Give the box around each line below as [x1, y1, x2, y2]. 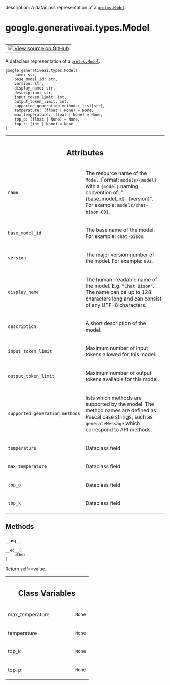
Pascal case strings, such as [85, 413, 153, 421]
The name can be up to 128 [85, 289, 152, 296]
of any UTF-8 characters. [85, 302, 147, 309]
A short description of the [85, 320, 146, 327]
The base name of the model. [85, 226, 155, 233]
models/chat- [117, 203, 149, 209]
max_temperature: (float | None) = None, [14, 112, 103, 117]
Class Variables [18, 588, 76, 598]
